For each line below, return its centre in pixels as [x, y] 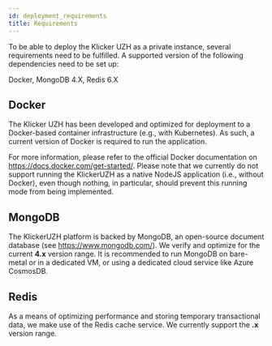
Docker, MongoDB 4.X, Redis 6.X [64, 79]
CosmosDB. [28, 271]
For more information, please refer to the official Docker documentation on [133, 157]
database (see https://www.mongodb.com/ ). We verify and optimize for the [134, 246]
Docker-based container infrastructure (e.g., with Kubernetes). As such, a [132, 133]
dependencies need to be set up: [64, 64]
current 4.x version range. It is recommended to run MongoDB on [118, 254]
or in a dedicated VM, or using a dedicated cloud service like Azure [141, 263]
